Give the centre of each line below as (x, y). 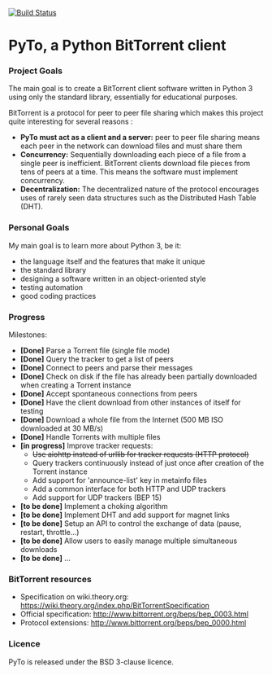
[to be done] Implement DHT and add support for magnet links (125, 515)
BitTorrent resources (50, 579)
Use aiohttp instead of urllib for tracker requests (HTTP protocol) (140, 454)
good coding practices (58, 296)
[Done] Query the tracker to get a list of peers (97, 359)
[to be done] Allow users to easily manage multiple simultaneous (129, 541)
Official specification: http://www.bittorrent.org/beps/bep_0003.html (134, 614)
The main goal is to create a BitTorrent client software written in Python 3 (131, 89)
